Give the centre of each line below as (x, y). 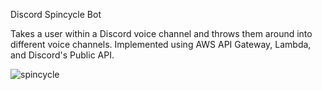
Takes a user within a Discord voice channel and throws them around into (161, 33)
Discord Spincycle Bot (56, 14)
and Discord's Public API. (62, 55)
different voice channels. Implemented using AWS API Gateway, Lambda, (161, 44)
